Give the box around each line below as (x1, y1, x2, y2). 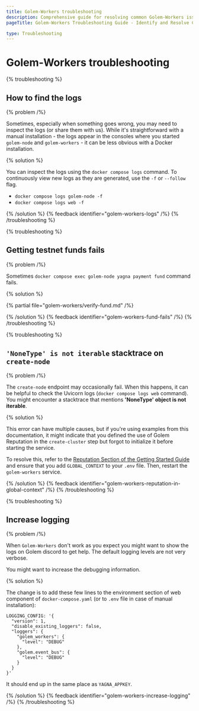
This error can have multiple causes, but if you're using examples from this (6, 425, 189, 432)
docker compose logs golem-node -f (14, 193, 103, 199)
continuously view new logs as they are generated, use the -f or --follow (6, 174, 186, 182)
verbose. (6, 554, 28, 561)
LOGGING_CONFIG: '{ (6, 613, 54, 619)
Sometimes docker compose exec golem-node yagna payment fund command (6, 272, 191, 280)
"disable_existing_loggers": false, (11, 624, 102, 630)
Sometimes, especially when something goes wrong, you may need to (6, 120, 178, 127)
